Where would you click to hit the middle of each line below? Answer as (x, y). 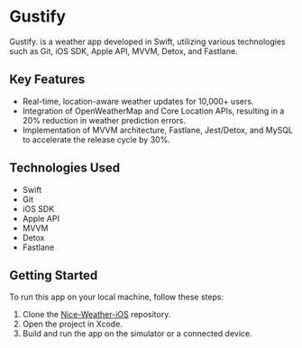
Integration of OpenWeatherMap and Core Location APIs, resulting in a (153, 111)
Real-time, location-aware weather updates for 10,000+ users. (138, 101)
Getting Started (54, 275)
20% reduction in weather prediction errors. (104, 120)
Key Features (47, 80)
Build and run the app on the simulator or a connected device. (137, 334)
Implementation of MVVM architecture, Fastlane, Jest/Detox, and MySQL (158, 130)
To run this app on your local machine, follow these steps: (116, 297)
